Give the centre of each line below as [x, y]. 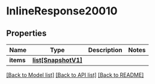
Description [105, 50]
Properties [26, 33]
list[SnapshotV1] [57, 60]
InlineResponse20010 [62, 11]
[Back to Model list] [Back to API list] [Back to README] [75, 75]
